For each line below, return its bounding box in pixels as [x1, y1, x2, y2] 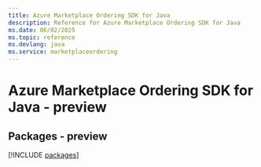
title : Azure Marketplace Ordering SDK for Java [8, 11, 171, 20]
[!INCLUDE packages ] [8, 151, 79, 159]
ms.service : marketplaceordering [8, 48, 118, 56]
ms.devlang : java [8, 41, 65, 49]
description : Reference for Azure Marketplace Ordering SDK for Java [8, 19, 241, 27]
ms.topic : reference [8, 33, 76, 42]
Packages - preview [8, 129, 108, 143]
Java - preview [8, 99, 108, 116]
